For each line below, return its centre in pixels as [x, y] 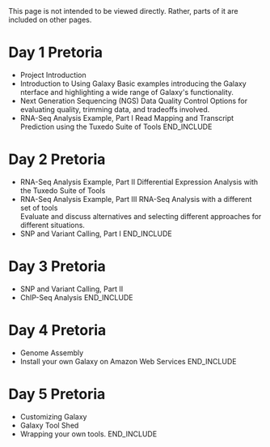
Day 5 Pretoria [57, 394]
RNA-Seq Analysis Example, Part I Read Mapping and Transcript [127, 118]
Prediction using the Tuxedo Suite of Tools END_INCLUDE [116, 127]
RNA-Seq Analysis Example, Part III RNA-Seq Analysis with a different [136, 199]
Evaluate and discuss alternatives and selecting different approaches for [141, 216]
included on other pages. [50, 19]
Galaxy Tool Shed [49, 425]
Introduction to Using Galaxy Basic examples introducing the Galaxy [133, 84]
